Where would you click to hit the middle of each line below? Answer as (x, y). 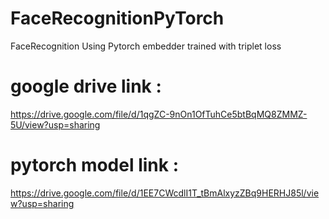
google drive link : (86, 86)
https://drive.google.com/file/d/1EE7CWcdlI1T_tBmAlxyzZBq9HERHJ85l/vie (165, 193)
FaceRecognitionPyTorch (117, 18)
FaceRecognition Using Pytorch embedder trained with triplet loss (146, 46)
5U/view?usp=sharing (55, 124)
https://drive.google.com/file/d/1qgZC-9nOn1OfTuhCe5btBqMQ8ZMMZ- (159, 114)
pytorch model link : (94, 165)
